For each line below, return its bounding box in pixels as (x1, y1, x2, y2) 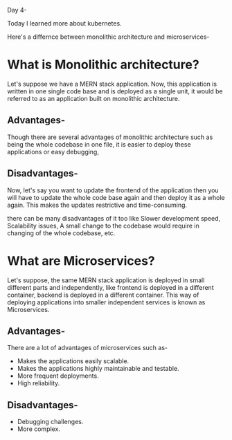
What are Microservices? (7, 253, 156, 268)
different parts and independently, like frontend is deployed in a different (7, 283, 214, 291)
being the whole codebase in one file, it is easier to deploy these (7, 140, 192, 148)
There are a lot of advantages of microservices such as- (7, 344, 168, 352)
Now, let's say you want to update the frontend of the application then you (7, 186, 220, 194)
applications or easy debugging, (7, 147, 99, 156)
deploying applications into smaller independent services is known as (7, 297, 206, 306)
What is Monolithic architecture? (7, 57, 199, 73)
